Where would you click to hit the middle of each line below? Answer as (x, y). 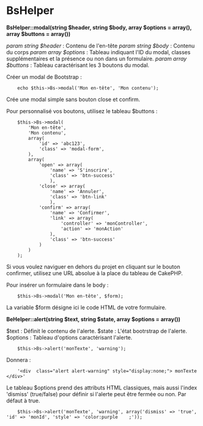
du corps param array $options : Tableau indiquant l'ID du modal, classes (98, 52)
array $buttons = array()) (39, 33)
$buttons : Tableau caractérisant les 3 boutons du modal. (78, 65)
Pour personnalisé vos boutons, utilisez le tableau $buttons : (82, 111)
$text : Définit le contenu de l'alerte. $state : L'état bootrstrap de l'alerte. (97, 331)
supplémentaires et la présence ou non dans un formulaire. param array (97, 58)
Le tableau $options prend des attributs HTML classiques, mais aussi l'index (102, 388)
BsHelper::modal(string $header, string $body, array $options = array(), (99, 27)
